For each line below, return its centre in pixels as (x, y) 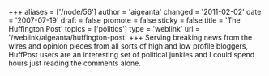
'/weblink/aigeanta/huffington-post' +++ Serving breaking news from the (130, 37)
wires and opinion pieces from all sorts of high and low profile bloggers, (128, 46)
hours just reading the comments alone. (75, 63)
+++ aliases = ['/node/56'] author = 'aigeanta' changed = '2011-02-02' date (135, 12)
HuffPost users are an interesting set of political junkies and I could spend (132, 55)
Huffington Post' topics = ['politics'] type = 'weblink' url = (105, 29)
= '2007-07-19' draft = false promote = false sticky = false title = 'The (124, 20)
